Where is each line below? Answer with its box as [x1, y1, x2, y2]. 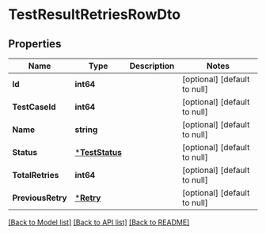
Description [129, 61, 175, 71]
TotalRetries [12, 170, 59, 180]
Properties [8, 37, 62, 51]
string [74, 124, 98, 135]
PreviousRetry [12, 192, 67, 203]
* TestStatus [74, 147, 123, 157]
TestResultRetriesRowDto [8, 6, 180, 24]
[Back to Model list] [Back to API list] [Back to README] [8, 217, 190, 227]
